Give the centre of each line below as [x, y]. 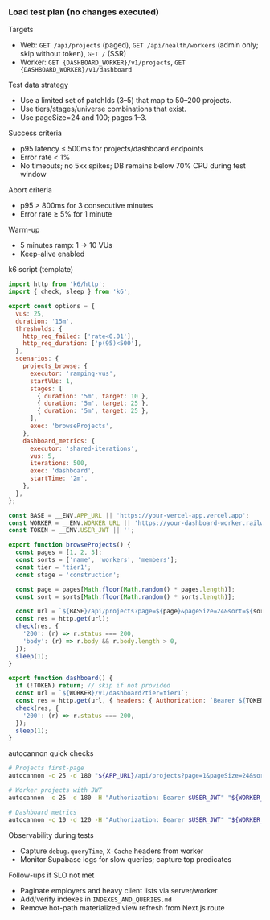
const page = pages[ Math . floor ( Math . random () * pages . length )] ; [125, 589]
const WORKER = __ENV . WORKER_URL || [70, 523]
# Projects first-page [46, 768]
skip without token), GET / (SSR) [73, 54]
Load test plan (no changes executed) [84, 12]
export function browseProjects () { [70, 545]
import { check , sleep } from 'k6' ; [70, 292]
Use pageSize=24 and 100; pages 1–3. [83, 118]
